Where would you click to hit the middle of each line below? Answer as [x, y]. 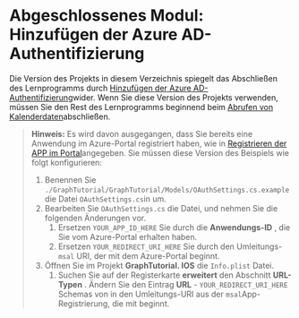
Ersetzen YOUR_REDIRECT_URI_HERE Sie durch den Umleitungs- [170, 246]
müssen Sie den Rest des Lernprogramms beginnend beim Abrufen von [141, 107]
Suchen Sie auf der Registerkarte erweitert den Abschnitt [164, 275]
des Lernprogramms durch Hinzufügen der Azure [100, 88]
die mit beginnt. [141, 303]
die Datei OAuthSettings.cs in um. [106, 199]
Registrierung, [84, 303]
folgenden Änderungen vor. [95, 218]
